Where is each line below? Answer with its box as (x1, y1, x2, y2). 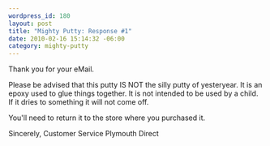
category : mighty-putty (8, 42, 89, 50)
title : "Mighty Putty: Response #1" (8, 27, 132, 35)
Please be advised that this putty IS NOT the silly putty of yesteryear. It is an (8, 80, 263, 90)
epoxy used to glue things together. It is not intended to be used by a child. (8, 88, 259, 98)
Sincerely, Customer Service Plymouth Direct (8, 129, 160, 139)
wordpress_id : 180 (8, 11, 71, 20)
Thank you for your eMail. (8, 64, 95, 74)
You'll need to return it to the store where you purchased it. (8, 113, 205, 122)
